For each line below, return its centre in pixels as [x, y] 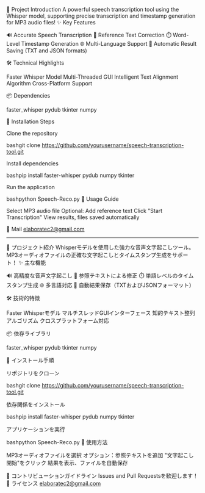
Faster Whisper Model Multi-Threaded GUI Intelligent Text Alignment [92, 77]
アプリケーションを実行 [36, 429]
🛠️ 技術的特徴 [23, 298]
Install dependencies [33, 164]
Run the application [31, 187]
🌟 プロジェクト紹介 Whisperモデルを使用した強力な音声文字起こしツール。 [100, 247]
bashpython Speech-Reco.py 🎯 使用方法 [57, 442]
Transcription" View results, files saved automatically [73, 217]
